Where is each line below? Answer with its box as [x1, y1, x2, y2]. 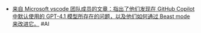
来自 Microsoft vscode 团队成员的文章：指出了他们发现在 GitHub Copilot [12, 5, 195, 12]
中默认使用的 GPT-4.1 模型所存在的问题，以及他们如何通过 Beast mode [12, 13, 191, 20]
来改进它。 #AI [12, 20, 50, 27]
